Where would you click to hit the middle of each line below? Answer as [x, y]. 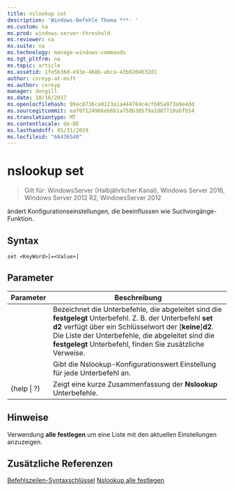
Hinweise [28, 418]
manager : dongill [32, 91]
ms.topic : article [34, 65]
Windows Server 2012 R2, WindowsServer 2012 [93, 198]
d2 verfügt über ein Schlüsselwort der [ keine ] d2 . [133, 327]
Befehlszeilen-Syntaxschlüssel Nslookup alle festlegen [86, 481]
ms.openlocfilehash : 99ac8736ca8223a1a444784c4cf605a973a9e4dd [101, 104]
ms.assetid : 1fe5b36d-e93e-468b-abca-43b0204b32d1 [82, 72]
